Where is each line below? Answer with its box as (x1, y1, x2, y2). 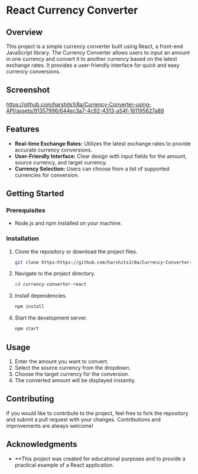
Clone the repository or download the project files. (14, 248, 138, 255)
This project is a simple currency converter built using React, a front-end (6, 43, 183, 50)
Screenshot (6, 85, 50, 95)
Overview (6, 27, 43, 37)
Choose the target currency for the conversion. (14, 370, 130, 378)
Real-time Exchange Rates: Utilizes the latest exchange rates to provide (14, 140, 191, 147)
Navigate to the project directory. (14, 270, 96, 277)
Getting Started (6, 189, 64, 199)
